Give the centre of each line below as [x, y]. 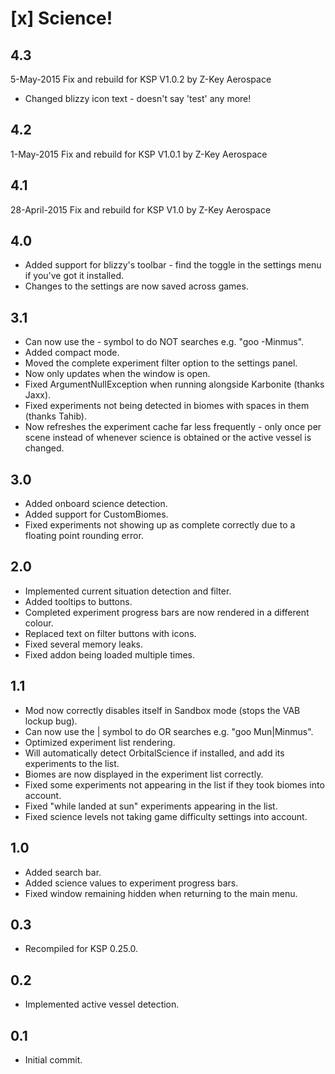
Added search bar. [63, 872]
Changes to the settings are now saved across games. [136, 286]
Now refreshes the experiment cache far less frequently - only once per [173, 427]
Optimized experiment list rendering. [100, 742]
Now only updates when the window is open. [117, 374]
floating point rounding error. [84, 536]
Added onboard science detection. [96, 504]
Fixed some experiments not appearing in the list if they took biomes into [174, 784]
